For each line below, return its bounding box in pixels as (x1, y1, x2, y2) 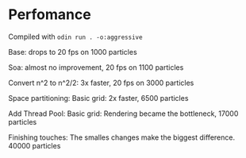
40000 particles (8, 141, 61, 150)
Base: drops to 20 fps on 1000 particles (8, 47, 137, 56)
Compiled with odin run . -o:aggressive (8, 32, 143, 41)
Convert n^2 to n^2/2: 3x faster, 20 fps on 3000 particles (8, 78, 194, 87)
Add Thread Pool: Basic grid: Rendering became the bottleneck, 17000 (8, 109, 239, 118)
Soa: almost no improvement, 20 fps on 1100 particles (8, 62, 184, 72)
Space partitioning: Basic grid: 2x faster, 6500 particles (8, 93, 189, 102)
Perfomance (8, 6, 91, 24)
